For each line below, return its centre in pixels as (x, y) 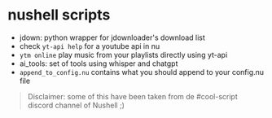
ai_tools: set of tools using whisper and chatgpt (99, 63)
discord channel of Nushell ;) (76, 105)
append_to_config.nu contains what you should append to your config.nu (142, 72)
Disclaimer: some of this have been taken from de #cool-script (132, 96)
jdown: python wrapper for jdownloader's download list (112, 37)
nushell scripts (59, 15)
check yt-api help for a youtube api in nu (90, 46)
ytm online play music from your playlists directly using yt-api (123, 55)
